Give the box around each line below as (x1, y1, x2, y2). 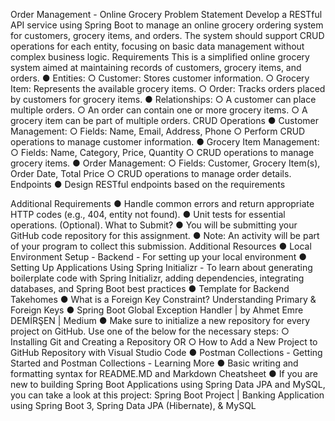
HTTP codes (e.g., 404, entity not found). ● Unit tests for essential (10, 209, 286, 220)
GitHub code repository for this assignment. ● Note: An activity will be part (10, 230, 320, 241)
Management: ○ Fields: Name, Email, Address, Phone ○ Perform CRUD (10, 125, 306, 137)
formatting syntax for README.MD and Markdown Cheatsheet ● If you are (10, 368, 318, 379)
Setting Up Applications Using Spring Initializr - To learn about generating (10, 262, 313, 273)
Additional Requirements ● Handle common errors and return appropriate (10, 198, 315, 209)
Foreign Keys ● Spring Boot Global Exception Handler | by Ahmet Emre (10, 304, 304, 316)
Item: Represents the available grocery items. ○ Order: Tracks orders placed (10, 83, 326, 94)
